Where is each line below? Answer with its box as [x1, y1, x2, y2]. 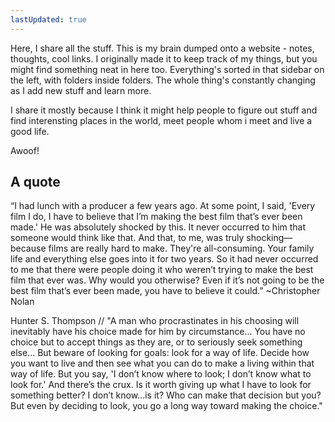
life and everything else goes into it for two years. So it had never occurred [10, 253, 319, 265]
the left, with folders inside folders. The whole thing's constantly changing [10, 74, 316, 86]
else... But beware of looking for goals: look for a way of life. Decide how [10, 347, 310, 359]
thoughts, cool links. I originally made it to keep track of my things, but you [10, 52, 318, 65]
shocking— [246, 232, 293, 244]
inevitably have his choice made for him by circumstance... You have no [10, 326, 306, 338]
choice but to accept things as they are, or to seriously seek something [10, 336, 303, 348]
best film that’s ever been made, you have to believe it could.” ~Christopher [10, 285, 321, 297]
